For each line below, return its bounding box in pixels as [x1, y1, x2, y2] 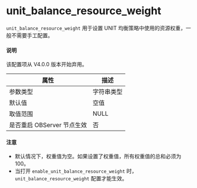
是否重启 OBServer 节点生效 [9, 121, 87, 129]
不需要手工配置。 [11, 31, 53, 39]
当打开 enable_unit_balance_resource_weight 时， [14, 167, 138, 175]
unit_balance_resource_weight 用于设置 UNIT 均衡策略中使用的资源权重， [6, 24, 186, 31]
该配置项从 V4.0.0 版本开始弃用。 [6, 61, 88, 68]
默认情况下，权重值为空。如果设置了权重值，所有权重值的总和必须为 [14, 153, 182, 160]
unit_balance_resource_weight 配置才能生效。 [14, 175, 128, 182]
